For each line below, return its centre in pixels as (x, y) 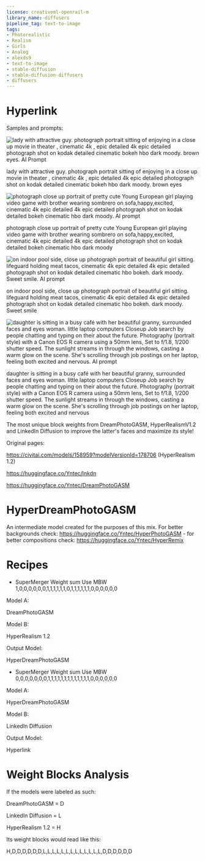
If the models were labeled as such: (51, 792)
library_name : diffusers (38, 18)
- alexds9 (19, 58)
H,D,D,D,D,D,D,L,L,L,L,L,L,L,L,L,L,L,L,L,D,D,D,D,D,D (69, 851)
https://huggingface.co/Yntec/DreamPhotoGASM (68, 486)
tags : (13, 29)
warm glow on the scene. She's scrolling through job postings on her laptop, (102, 406)
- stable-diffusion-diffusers (45, 75)
